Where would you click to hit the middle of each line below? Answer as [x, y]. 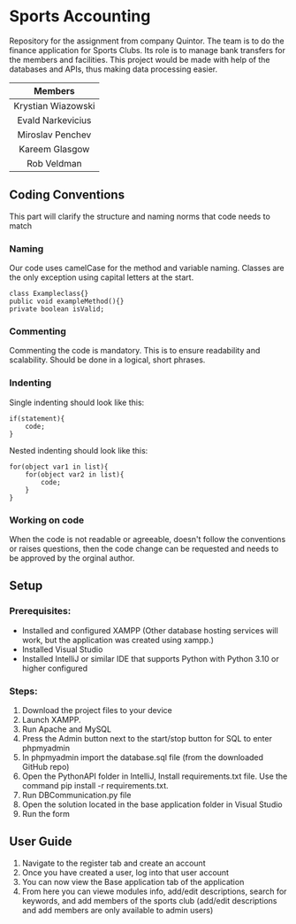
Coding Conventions [67, 195]
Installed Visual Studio [62, 649]
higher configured [55, 668]
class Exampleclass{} [49, 294]
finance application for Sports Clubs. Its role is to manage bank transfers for [147, 50]
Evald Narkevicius [54, 120]
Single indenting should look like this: [77, 402]
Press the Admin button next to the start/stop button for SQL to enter [147, 738]
